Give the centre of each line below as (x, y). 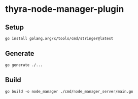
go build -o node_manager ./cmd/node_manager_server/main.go (69, 91)
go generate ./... (24, 65)
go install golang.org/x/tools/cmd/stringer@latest (59, 38)
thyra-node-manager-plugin (65, 9)
